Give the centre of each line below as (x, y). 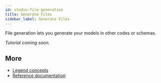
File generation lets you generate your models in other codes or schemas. (81, 33)
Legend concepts (30, 71)
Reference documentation (39, 76)
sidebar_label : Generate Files (38, 19)
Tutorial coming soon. (28, 43)
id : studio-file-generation (34, 10)
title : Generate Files (29, 14)
